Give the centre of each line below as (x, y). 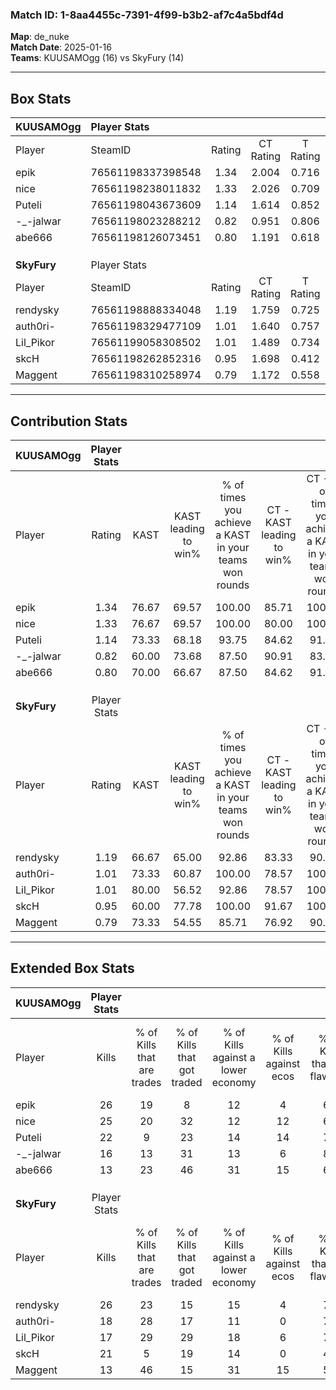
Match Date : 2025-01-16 (61, 47)
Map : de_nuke (40, 37)
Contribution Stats (69, 421)
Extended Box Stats (72, 968)
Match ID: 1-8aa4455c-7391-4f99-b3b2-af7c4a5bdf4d (147, 15)
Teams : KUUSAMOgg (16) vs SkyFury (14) (97, 58)
